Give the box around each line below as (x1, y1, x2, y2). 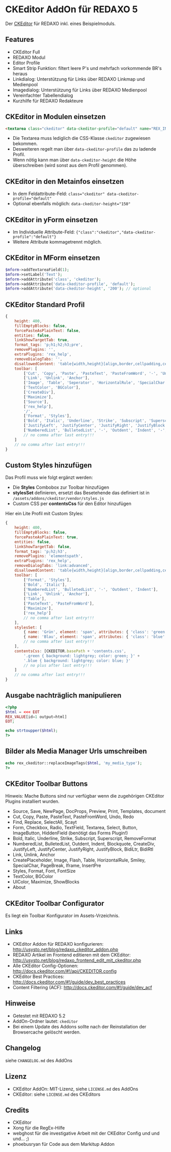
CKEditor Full (12, 49, 40, 55)
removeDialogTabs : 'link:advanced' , (14, 563, 93, 568)
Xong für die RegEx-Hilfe (12, 1125, 65, 1131)
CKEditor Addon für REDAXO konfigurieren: (12, 941, 104, 947)
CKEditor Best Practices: (12, 974, 65, 980)
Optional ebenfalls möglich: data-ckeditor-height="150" (12, 201, 131, 207)
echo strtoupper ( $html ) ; (5, 728, 58, 733)
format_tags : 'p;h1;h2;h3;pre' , (14, 342, 83, 348)
